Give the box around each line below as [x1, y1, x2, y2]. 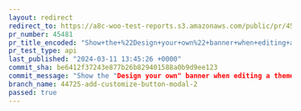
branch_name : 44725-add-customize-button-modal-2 [8, 80, 199, 89]
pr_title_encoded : [8, 38, 77, 47]
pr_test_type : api [8, 47, 77, 55]
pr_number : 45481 [8, 30, 74, 38]
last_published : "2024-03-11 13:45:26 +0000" [8, 55, 181, 64]
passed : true [8, 88, 58, 97]
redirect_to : [8, 21, 58, 30]
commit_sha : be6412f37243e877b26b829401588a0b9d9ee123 [8, 64, 218, 73]
